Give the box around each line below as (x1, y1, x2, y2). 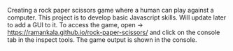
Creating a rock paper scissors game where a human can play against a (7, 6, 215, 14)
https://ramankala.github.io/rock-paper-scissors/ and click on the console (7, 28, 220, 36)
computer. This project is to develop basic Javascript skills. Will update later (7, 13, 226, 22)
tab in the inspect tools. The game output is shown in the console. (7, 36, 197, 44)
